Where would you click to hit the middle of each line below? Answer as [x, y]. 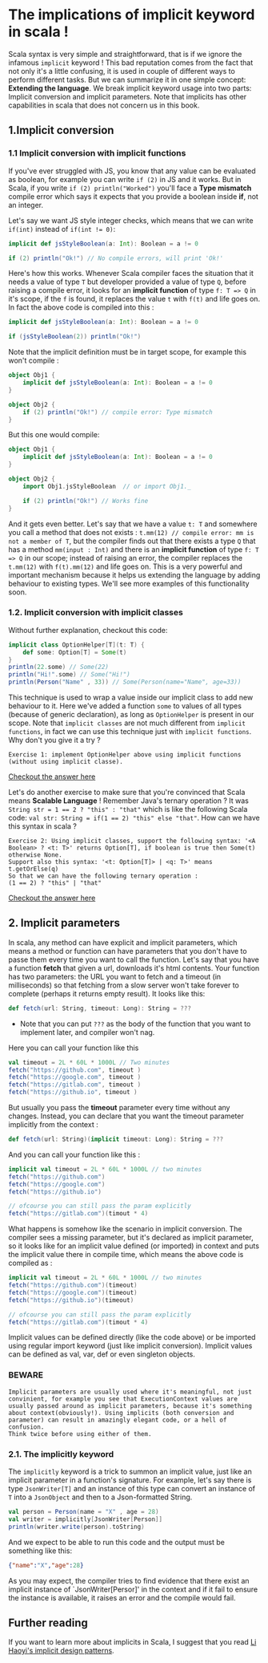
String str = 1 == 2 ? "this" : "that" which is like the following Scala [128, 809]
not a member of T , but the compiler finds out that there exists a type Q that [132, 541]
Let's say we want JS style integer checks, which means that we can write [131, 220]
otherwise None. [35, 855]
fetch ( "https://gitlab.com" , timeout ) [75, 1085]
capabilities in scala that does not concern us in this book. [104, 105]
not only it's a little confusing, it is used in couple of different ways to [122, 71]
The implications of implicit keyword [132, 15]
